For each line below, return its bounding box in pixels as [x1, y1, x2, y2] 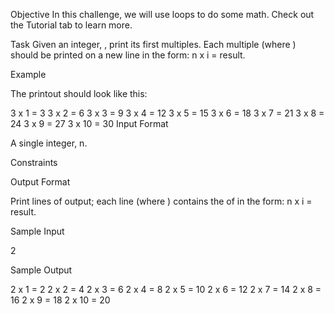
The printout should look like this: [10, 88, 148, 99]
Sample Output [10, 264, 73, 276]
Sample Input [10, 225, 65, 237]
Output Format [10, 176, 71, 188]
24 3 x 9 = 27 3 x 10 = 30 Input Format [10, 118, 169, 129]
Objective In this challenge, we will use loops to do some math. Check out [10, 9, 315, 20]
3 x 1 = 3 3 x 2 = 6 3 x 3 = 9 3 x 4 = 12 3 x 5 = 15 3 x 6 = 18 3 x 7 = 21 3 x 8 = [10, 107, 325, 119]
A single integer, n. [10, 137, 88, 149]
